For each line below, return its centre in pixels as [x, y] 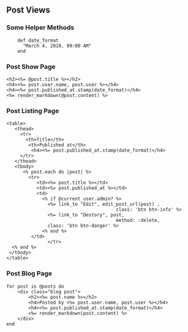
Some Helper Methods [40, 28]
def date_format [38, 40]
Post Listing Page [33, 111]
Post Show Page [31, 66]
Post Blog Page [29, 274]
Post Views [28, 10]
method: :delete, [138, 221]
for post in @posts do [35, 286]
